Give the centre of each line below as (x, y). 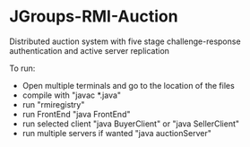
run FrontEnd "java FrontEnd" (76, 114)
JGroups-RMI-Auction (94, 17)
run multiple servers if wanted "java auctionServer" (117, 133)
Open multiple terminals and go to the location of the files (128, 85)
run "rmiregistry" (53, 104)
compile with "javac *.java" (72, 95)
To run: (22, 68)
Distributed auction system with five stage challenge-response (125, 41)
